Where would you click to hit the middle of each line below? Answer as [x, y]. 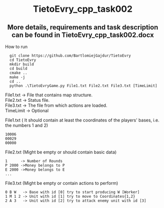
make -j [17, 77]
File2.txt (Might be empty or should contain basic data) [61, 152]
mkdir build [22, 64]
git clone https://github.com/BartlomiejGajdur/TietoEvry [70, 56]
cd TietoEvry [23, 60]
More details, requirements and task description [83, 27]
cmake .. [18, 73]
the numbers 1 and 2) [27, 125]
